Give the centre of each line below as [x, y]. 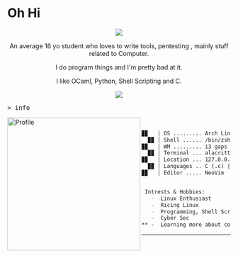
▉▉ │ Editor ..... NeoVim [183, 173]
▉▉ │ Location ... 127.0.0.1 [187, 160]
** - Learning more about [181, 225]
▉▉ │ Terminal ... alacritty [191, 153]
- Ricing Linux [175, 205]
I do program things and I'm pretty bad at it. [119, 67]
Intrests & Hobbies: [175, 192]
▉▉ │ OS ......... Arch [180, 133]
